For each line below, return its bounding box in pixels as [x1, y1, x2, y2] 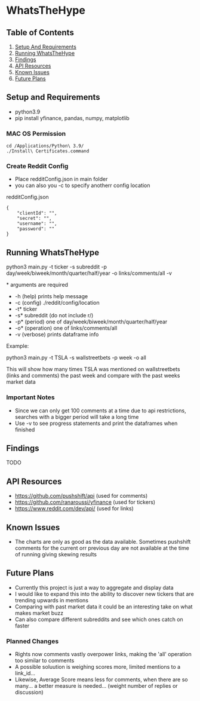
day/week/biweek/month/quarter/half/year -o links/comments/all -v [6, 270, 172, 277]
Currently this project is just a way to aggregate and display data [14, 584, 174, 591]
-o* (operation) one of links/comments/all [14, 325, 118, 332]
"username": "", [17, 221, 58, 227]
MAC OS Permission [6, 129, 66, 137]
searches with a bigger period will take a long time [14, 413, 139, 420]
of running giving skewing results [14, 550, 97, 558]
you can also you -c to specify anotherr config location [14, 182, 150, 189]
